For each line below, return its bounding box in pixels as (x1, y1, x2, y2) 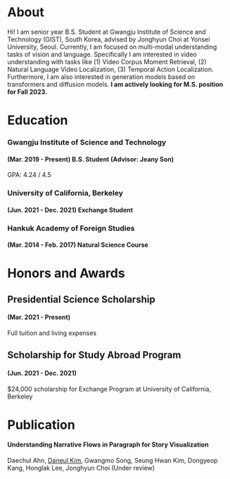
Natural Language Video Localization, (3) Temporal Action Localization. (7, 65, 214, 73)
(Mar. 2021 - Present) (7, 313, 71, 322)
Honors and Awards (7, 265, 125, 281)
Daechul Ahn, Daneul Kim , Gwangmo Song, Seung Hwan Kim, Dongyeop (7, 456, 218, 465)
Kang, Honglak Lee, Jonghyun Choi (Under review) (7, 463, 155, 473)
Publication (7, 417, 75, 432)
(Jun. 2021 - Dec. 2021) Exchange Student (7, 205, 134, 214)
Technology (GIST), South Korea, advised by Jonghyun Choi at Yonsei (7, 35, 210, 43)
